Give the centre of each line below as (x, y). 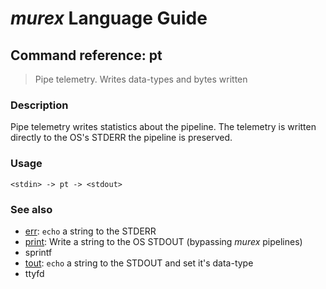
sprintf (38, 252)
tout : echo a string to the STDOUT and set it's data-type (139, 263)
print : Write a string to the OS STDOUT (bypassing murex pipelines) (163, 241)
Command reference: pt (86, 55)
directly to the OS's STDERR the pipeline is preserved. (121, 138)
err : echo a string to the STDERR (90, 231)
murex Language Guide (109, 18)
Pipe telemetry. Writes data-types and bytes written (141, 79)
